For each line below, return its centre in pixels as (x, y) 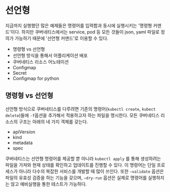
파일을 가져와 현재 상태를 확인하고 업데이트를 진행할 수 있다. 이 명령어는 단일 (81, 165)
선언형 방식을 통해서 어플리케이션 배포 (50, 55)
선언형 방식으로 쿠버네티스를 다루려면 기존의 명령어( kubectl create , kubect (81, 109)
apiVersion (24, 132)
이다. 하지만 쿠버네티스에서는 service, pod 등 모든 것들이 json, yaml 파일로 (85, 32)
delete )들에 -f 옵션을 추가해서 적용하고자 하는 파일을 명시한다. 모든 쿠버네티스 (82, 115)
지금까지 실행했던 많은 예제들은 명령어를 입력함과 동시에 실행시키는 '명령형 (79, 25)
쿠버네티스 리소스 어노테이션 (41, 62)
